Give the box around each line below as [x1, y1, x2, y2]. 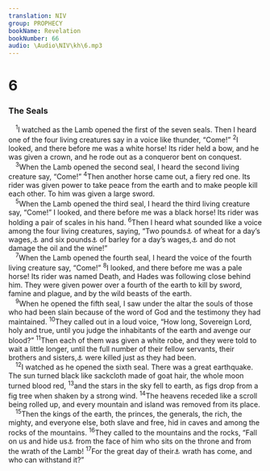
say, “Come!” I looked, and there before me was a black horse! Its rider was [8, 207, 260, 217]
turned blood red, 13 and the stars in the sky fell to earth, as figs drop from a [8, 380, 259, 391]
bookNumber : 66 [8, 34, 60, 43]
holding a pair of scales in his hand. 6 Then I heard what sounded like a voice [8, 215, 263, 227]
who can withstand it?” [8, 455, 85, 465]
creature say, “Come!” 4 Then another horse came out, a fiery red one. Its [8, 170, 251, 181]
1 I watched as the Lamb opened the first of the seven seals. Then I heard [15, 123, 257, 135]
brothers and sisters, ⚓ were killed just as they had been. [8, 352, 197, 362]
